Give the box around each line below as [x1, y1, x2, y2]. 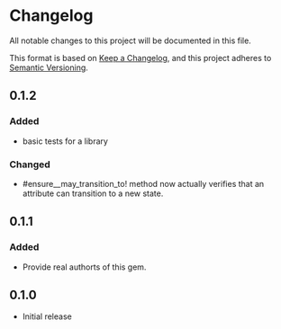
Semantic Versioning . [9, 62, 88, 73]
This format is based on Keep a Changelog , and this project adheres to [9, 52, 272, 63]
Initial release [22, 311, 72, 322]
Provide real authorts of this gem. [22, 262, 147, 272]
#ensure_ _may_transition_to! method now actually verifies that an [22, 178, 265, 189]
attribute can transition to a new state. [22, 188, 164, 199]
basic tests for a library [22, 136, 108, 147]
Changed [9, 158, 51, 171]
